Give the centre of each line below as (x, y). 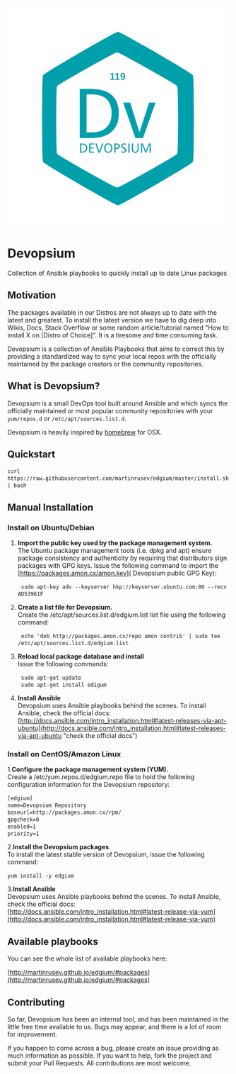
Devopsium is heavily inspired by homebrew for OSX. (85, 432)
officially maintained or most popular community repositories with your (110, 410)
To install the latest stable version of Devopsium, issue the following (106, 855)
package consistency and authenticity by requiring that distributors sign (122, 558)
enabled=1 (22, 827)
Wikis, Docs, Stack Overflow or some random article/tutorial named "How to (118, 328)
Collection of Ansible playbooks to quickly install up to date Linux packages (117, 273)
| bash (17, 486)
